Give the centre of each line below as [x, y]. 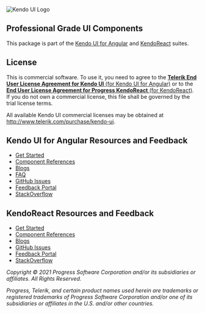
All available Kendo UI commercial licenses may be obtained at [85, 115]
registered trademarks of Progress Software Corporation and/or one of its [99, 297]
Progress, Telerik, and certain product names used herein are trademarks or [103, 290]
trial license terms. [30, 103]
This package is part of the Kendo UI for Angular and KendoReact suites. [98, 43]
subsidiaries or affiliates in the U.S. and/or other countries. [80, 304]
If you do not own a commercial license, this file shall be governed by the [98, 96]
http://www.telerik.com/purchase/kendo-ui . [61, 121]
